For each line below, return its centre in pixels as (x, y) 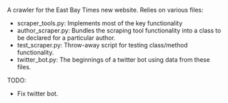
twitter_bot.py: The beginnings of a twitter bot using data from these (113, 60)
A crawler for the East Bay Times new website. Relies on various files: (105, 10)
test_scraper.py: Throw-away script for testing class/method (102, 45)
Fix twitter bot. (37, 93)
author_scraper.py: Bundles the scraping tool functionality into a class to (119, 31)
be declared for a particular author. (66, 38)
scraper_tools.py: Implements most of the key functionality (100, 23)
